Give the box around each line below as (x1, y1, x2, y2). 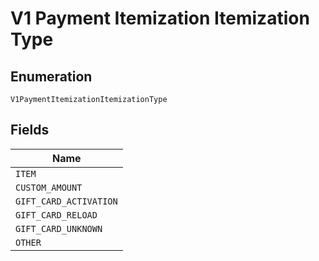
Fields (10, 122, 50, 139)
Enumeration (10, 68, 93, 85)
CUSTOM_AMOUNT (15, 182, 83, 193)
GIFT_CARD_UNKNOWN (15, 223, 103, 234)
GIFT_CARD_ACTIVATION (15, 195, 118, 207)
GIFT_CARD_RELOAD (15, 209, 98, 221)
